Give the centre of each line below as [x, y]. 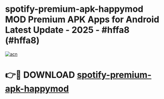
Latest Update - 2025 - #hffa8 [67, 30]
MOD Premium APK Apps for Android [82, 19]
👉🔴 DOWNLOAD [40, 75]
